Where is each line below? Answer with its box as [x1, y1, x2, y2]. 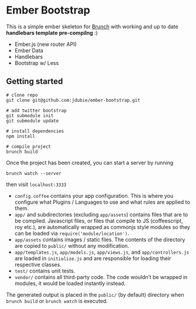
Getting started [6, 77, 63, 87]
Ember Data [14, 46, 43, 54]
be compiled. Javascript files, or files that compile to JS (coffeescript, [14, 217, 183, 224]
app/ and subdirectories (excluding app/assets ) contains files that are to [14, 211, 188, 218]
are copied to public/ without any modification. [14, 242, 130, 249]
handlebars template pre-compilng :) [6, 29, 98, 36]
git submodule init [6, 112, 54, 118]
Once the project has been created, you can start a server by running [6, 159, 174, 166]
